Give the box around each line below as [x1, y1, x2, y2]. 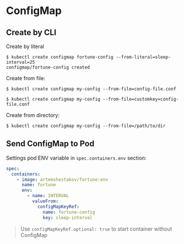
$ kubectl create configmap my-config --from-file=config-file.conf [6, 86, 176, 92]
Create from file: [6, 75, 46, 81]
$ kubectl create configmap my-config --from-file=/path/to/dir [6, 123, 166, 129]
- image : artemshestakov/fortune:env [16, 177, 109, 183]
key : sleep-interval [43, 215, 93, 221]
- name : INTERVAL [27, 193, 69, 199]
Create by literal [6, 43, 44, 50]
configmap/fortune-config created [6, 64, 91, 70]
